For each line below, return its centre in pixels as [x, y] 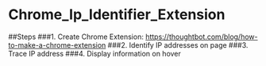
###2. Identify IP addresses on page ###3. [178, 45]
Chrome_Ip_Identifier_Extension [117, 15]
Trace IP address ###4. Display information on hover [94, 53]
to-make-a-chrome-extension [57, 45]
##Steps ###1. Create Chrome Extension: [76, 37]
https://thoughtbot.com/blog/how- [202, 37]
